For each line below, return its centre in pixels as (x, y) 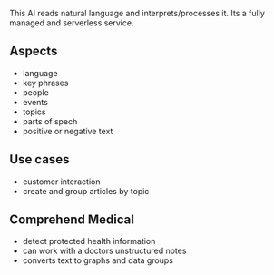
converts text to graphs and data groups (98, 260)
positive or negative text (68, 131)
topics (34, 112)
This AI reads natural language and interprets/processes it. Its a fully (137, 13)
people (36, 92)
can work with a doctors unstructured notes (104, 251)
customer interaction (61, 182)
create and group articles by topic (86, 191)
